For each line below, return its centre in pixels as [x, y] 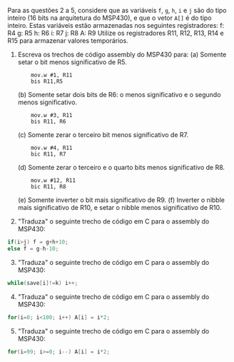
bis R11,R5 [47, 81]
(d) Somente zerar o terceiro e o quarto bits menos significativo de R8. [121, 167]
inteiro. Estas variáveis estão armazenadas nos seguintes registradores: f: [116, 25]
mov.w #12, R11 [54, 181]
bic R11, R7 [49, 154]
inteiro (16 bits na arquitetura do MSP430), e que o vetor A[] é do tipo [110, 18]
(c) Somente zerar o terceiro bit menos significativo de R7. [103, 135]
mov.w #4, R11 [52, 148]
